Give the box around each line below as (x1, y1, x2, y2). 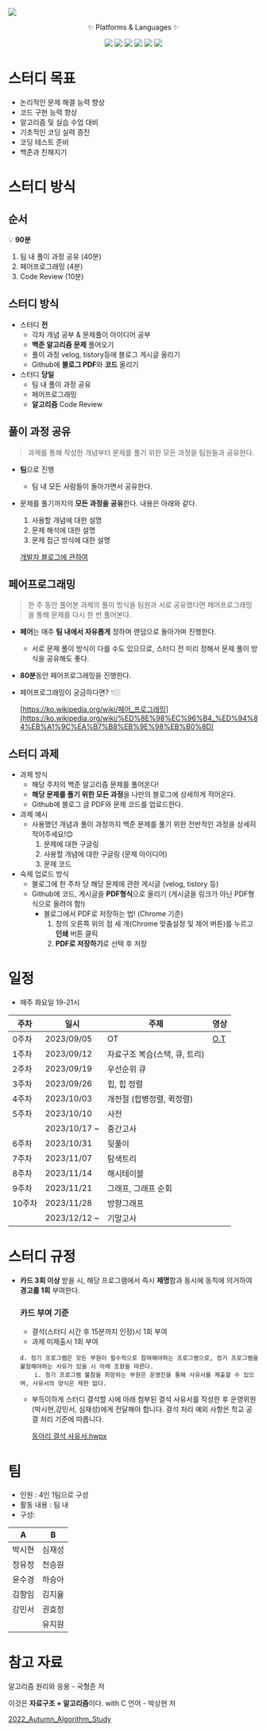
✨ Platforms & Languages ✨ (87, 22, 179, 32)
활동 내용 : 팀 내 (19, 1500, 69, 1510)
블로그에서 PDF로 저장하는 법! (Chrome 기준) (43, 909, 184, 919)
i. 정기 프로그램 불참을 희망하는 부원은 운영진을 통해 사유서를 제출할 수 (34, 1371, 241, 1379)
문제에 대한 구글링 (43, 840, 99, 849)
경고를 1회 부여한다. (19, 1285, 81, 1295)
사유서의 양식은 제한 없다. (33, 1379, 107, 1388)
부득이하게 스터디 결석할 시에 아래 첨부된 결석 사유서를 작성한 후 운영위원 (31, 1395, 256, 1404)
